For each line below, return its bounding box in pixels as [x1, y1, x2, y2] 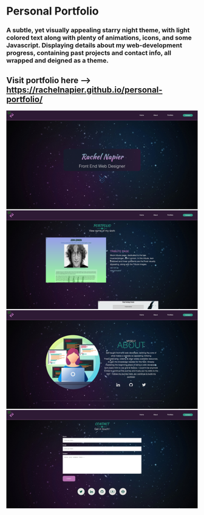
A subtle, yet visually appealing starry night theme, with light [6, 26, 190, 35]
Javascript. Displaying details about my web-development [6, 41, 182, 50]
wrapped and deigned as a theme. [6, 56, 109, 65]
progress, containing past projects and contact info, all [6, 49, 172, 57]
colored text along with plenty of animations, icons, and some [6, 33, 192, 42]
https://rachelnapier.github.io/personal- [6, 84, 163, 95]
